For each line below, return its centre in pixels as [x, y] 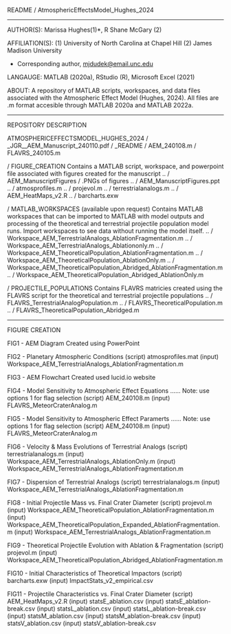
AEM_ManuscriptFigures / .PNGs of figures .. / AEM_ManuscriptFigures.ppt [113, 181]
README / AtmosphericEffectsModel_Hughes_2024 [81, 10]
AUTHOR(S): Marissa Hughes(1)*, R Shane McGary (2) [85, 30]
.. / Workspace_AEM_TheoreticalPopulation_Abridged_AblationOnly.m [106, 275]
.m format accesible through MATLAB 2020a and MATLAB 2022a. [100, 105]
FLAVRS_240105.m [34, 153]
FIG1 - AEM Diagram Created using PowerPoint [74, 343]
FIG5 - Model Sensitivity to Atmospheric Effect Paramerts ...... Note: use [109, 419]
